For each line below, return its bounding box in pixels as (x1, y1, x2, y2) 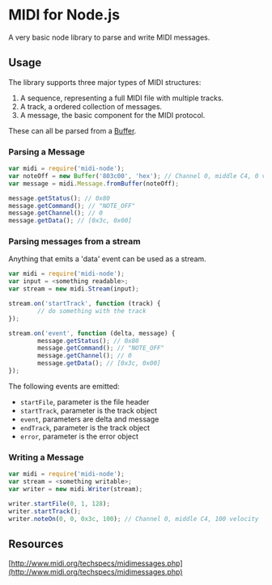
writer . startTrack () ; (8, 507, 82, 515)
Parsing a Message (8, 146, 85, 157)
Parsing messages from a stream (8, 236, 141, 248)
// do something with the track (37, 307, 147, 315)
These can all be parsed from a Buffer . (8, 125, 137, 135)
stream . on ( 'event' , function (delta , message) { (8, 329, 176, 337)
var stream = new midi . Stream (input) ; (8, 285, 139, 293)
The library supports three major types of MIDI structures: (8, 77, 202, 87)
